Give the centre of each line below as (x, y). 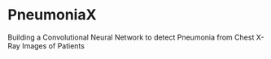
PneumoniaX (52, 15)
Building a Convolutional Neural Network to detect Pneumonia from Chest (131, 37)
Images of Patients (53, 45)
